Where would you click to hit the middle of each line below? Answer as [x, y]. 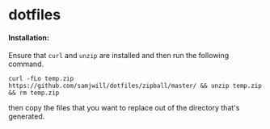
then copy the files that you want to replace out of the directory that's [124, 108]
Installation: [29, 37]
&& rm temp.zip [34, 93]
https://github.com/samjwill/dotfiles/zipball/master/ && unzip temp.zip [135, 86]
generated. [27, 117]
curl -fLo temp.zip [41, 79]
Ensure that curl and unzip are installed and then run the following [119, 56]
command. [26, 64]
